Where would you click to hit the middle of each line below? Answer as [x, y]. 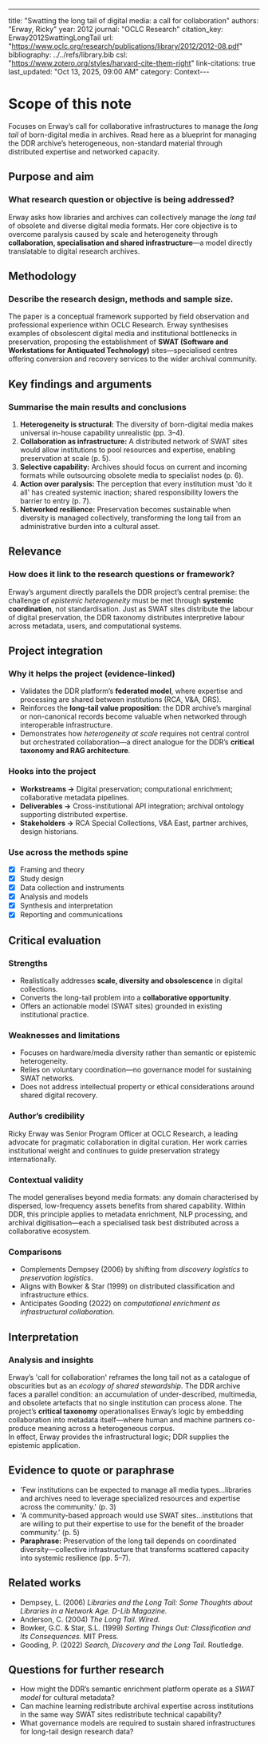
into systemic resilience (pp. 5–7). [75, 1558]
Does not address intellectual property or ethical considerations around [137, 1087]
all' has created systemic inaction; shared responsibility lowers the [129, 492]
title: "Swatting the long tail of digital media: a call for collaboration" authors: [134, 20]
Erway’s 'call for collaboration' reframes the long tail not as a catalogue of [129, 1377]
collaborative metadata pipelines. [74, 797]
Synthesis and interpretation [66, 906]
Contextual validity [46, 1180]
